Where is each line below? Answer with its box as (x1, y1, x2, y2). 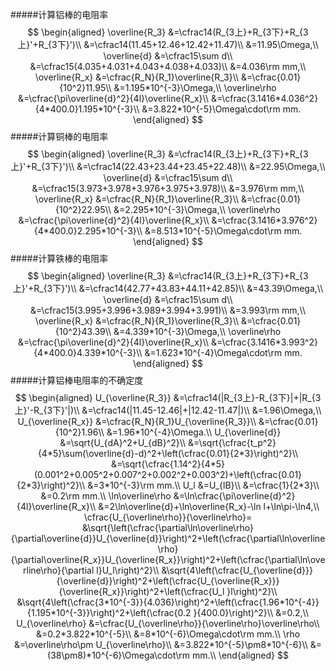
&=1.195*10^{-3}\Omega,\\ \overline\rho (113, 82, 277, 93)
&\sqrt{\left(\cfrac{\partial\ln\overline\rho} (82, 522, 254, 533)
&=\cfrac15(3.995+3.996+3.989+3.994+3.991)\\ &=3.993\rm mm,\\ (29, 304, 306, 316)
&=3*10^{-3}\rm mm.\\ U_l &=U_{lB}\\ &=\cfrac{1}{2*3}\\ (87, 479, 320, 491)
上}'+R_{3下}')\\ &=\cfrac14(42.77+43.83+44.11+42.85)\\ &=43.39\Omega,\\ (12, 283, 324, 294)
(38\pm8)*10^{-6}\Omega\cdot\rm (47, 649, 190, 661)
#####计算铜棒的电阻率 (10, 131, 109, 142)
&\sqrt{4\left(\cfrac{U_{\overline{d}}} (161, 564, 313, 576)
